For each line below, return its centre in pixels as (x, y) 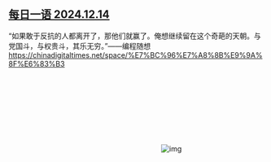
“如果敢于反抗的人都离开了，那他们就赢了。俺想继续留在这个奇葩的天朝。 (131, 36)
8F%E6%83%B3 (37, 63)
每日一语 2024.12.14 (59, 15)
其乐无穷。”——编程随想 (111, 46)
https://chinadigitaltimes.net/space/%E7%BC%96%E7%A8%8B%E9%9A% (135, 55)
